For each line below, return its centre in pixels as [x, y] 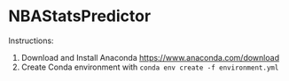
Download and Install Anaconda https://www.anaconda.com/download [150, 57]
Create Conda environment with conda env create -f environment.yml [150, 67]
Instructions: [31, 40]
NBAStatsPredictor [80, 16]
